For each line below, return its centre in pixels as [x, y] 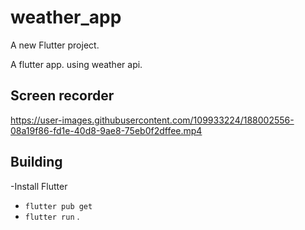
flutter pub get [58, 206]
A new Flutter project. [55, 45]
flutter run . [52, 216]
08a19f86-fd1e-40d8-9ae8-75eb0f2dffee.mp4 [106, 130]
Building [36, 162]
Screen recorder [62, 96]
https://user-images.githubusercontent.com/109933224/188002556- [152, 120]
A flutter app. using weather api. [76, 64]
